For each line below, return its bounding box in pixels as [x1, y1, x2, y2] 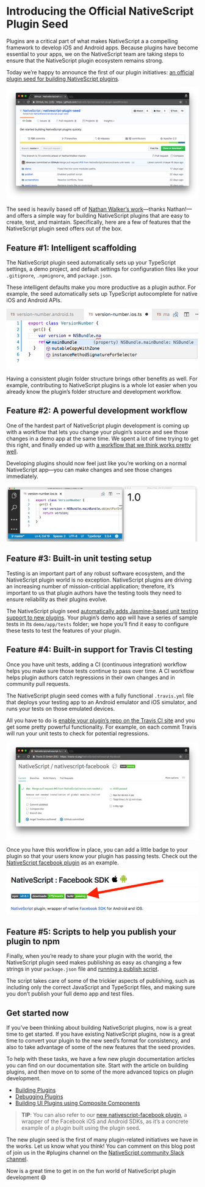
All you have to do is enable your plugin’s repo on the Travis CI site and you [6, 716, 195, 724]
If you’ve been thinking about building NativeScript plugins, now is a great [6, 1024, 192, 1032]
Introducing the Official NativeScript [6, 4, 194, 18]
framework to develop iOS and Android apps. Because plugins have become [6, 44, 198, 51]
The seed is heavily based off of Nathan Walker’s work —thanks [6, 205, 166, 213]
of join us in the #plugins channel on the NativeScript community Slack [6, 1149, 184, 1157]
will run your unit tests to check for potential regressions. [6, 730, 149, 737]
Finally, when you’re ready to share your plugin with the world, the [6, 952, 173, 960]
